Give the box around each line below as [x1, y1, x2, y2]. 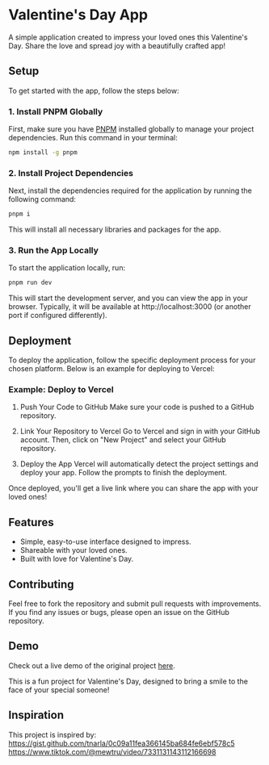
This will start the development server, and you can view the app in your [8, 293, 249, 303]
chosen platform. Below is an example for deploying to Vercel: [8, 364, 215, 374]
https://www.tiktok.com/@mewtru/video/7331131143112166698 [8, 746, 216, 756]
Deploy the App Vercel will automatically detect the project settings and [19, 459, 258, 469]
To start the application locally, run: [8, 263, 126, 273]
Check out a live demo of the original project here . [8, 660, 175, 671]
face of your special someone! [8, 684, 110, 695]
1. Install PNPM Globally [8, 106, 103, 117]
